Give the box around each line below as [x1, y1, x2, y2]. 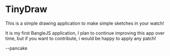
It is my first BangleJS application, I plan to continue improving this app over [5, 30, 165, 36]
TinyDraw [5, 4, 47, 15]
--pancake [5, 45, 28, 51]
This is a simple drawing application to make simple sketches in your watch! [5, 20, 164, 26]
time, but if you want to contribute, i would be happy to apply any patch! [5, 35, 156, 41]
